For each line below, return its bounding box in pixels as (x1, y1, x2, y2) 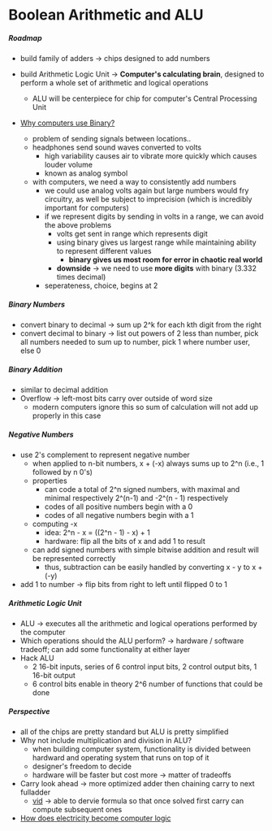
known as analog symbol (44, 168, 128, 178)
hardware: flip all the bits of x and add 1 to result (44, 537, 205, 546)
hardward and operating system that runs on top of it (32, 753, 209, 762)
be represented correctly (32, 554, 116, 563)
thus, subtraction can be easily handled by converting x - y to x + (44, 563, 263, 572)
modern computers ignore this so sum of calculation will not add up (32, 402, 258, 412)
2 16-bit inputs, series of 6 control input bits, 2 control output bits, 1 (32, 662, 257, 672)
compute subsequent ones (32, 805, 123, 814)
